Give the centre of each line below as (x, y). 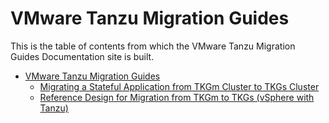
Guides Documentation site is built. (82, 56)
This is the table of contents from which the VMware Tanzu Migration (153, 46)
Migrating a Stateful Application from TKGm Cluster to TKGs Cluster (179, 86)
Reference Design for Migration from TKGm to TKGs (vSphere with (177, 97)
